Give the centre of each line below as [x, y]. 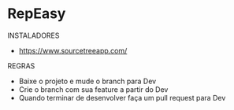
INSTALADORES [33, 35]
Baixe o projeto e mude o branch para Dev [87, 81]
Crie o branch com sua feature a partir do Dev [93, 89]
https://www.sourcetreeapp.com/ [73, 50]
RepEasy [37, 14]
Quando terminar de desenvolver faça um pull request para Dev [122, 97]
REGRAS [21, 66]
